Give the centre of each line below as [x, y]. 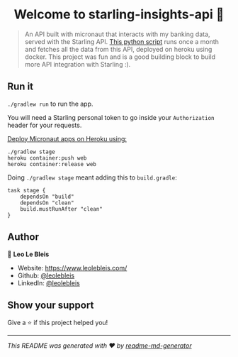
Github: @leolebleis [46, 275]
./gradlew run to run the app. [50, 104]
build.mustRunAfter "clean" [61, 209]
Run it [21, 87]
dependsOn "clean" [47, 203]
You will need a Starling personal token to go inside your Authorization [111, 117]
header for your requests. [45, 125]
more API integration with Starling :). [78, 64]
